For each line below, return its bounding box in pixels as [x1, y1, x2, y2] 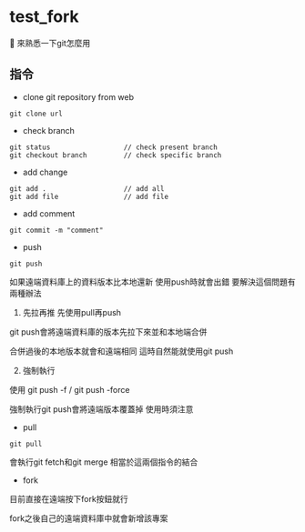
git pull [9, 439, 43, 448]
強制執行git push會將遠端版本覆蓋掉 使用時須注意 [9, 403, 194, 415]
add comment [22, 207, 76, 219]
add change [22, 166, 68, 177]
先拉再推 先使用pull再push [22, 306, 121, 317]
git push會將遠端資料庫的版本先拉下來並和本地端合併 [9, 326, 208, 337]
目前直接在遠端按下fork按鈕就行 [9, 493, 129, 504]
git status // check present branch [9, 143, 219, 152]
